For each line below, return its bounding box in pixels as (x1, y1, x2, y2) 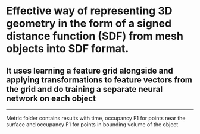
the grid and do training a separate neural (6, 84, 162, 94)
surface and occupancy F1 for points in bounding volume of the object (6, 121, 179, 128)
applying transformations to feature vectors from (6, 75, 192, 85)
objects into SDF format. (6, 42, 129, 56)
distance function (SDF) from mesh (6, 30, 183, 43)
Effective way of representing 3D (6, 4, 173, 18)
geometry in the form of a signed (6, 17, 172, 30)
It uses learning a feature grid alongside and (6, 65, 174, 75)
